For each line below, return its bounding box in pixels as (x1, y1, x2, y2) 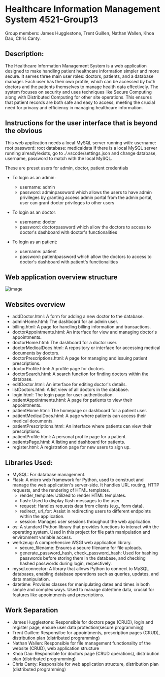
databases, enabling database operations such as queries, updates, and (12, 571, 159, 577)
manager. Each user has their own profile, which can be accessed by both (5, 78, 156, 84)
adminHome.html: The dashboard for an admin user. (12, 319, 118, 324)
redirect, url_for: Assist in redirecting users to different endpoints (19, 508, 151, 514)
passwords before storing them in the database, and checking (19, 555, 146, 561)
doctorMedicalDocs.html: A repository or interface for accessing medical (12, 345, 161, 351)
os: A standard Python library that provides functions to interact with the (12, 524, 159, 530)
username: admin (19, 184, 55, 190)
